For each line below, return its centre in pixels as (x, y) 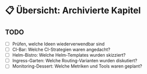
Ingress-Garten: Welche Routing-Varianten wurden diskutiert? (75, 61)
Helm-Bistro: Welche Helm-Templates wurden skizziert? (69, 55)
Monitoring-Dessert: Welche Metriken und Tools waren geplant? (77, 66)
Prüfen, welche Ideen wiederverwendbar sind (58, 44)
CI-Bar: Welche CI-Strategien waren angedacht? (61, 50)
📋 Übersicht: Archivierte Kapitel (73, 11)
